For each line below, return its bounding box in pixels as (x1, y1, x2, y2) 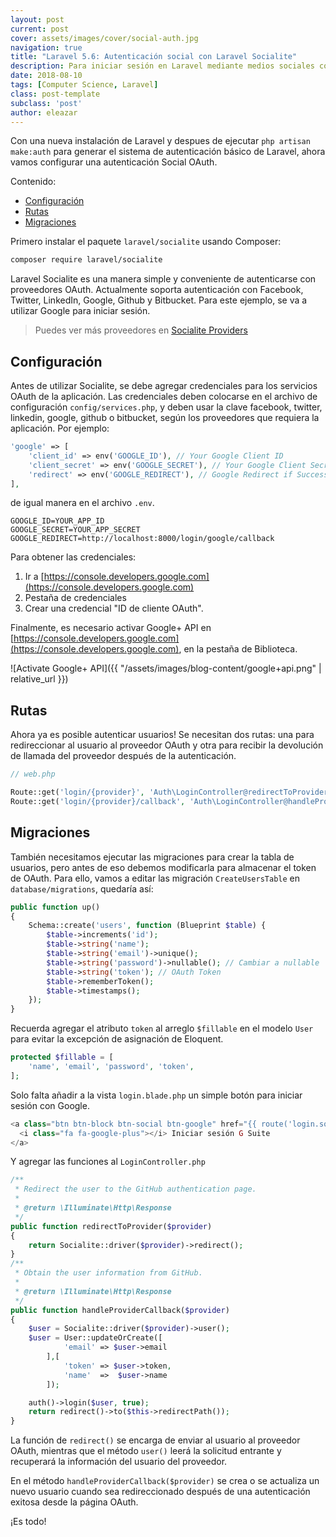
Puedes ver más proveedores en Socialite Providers (34, 324, 248, 336)
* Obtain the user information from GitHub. (14, 1268, 203, 1278)
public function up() (10, 902, 101, 912)
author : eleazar (10, 107, 78, 118)
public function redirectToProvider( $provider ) (10, 1221, 213, 1231)
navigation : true (10, 42, 83, 53)
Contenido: (10, 176, 57, 188)
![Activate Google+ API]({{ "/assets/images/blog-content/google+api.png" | (10, 662, 322, 675)
